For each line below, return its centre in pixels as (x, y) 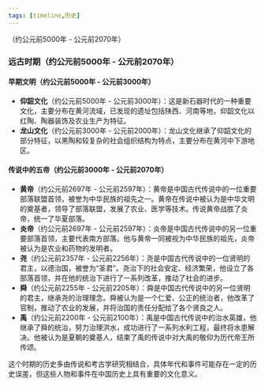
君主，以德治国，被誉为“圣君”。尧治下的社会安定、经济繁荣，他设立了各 (137, 268)
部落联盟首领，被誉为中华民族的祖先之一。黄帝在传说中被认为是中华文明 (137, 199)
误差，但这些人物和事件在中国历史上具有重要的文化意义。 (108, 373)
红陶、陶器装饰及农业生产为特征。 (75, 120)
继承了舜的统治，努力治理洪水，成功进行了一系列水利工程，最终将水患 (134, 327)
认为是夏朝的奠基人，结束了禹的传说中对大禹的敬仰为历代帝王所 (151, 337)
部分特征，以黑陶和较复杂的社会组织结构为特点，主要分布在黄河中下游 (134, 140)
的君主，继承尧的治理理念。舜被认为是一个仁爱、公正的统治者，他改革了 (137, 297)
